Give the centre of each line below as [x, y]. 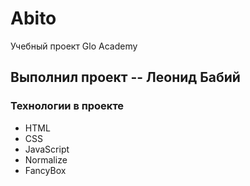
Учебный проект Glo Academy [74, 46]
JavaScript [47, 149]
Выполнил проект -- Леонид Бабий [125, 77]
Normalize [46, 159]
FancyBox [45, 170]
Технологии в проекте [67, 106]
